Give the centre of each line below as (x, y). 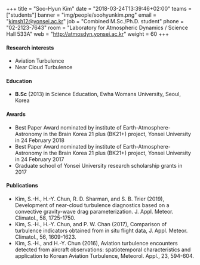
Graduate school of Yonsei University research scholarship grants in (99, 165)
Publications (22, 186)
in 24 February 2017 (39, 159)
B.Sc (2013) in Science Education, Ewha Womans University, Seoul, (98, 94)
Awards (16, 114)
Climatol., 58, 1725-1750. (45, 218)
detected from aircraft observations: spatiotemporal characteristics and (103, 249)
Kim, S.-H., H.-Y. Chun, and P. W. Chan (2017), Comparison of (91, 224)
